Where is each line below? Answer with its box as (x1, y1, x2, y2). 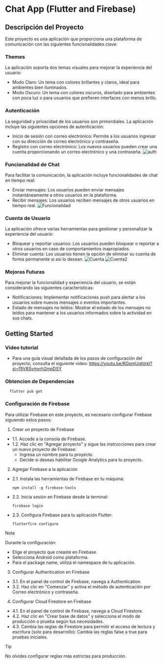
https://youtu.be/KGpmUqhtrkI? (89, 361, 153, 367)
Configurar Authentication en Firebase (12, 569, 90, 575)
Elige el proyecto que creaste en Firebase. (12, 549, 97, 555)
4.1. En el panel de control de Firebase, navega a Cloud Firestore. (12, 608, 143, 614)
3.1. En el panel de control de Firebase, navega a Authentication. (12, 578, 142, 584)
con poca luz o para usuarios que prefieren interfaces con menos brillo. (12, 95, 157, 101)
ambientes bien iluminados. (12, 84, 68, 90)
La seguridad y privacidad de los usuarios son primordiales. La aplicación (5, 118, 153, 124)
